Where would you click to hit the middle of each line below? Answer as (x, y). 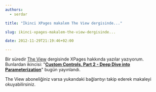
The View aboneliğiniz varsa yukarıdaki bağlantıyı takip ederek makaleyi (78, 79)
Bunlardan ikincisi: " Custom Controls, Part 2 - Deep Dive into (68, 64)
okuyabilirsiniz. (20, 85)
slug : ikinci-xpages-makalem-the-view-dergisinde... (60, 32)
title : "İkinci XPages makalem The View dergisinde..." (64, 23)
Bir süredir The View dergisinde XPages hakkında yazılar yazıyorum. (75, 59)
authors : (14, 10)
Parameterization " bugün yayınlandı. (43, 70)
